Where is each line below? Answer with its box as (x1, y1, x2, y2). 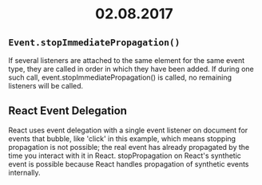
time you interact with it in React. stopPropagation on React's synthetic (8, 151, 242, 160)
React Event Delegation (8, 104, 128, 118)
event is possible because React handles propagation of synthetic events (8, 159, 249, 168)
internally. (8, 167, 42, 177)
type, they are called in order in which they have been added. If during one (8, 65, 254, 73)
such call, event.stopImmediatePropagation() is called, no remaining (8, 73, 232, 82)
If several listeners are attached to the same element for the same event (8, 56, 245, 65)
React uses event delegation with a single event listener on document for (8, 125, 248, 135)
